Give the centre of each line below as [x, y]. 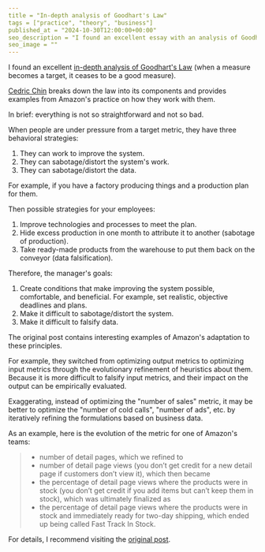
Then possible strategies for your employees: [82, 209]
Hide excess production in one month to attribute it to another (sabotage [137, 233]
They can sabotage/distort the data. [78, 170]
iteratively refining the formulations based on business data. [106, 418]
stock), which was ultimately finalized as [105, 499]
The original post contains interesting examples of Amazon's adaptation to [129, 338]
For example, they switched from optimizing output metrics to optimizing [126, 361]
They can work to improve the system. [82, 154]
